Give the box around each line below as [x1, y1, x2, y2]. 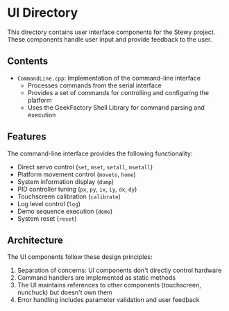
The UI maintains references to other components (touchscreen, [17, 281, 201, 289]
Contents [7, 56, 49, 67]
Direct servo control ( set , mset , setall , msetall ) [17, 162, 153, 171]
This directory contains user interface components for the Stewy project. [7, 28, 216, 36]
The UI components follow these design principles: [7, 253, 153, 261]
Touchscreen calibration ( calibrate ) [17, 192, 121, 201]
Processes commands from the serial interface [27, 81, 162, 90]
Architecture [7, 234, 64, 246]
